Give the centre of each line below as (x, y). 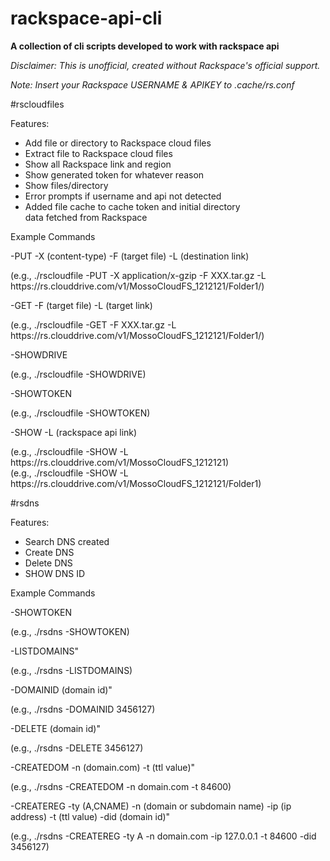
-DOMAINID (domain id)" (61, 689)
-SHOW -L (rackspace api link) (74, 432)
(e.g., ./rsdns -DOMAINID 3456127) (83, 709)
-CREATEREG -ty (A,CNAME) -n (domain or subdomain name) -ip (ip (151, 806)
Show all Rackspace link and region (98, 164)
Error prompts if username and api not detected (123, 196)
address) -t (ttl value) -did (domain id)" (90, 816)
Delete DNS (48, 563)
